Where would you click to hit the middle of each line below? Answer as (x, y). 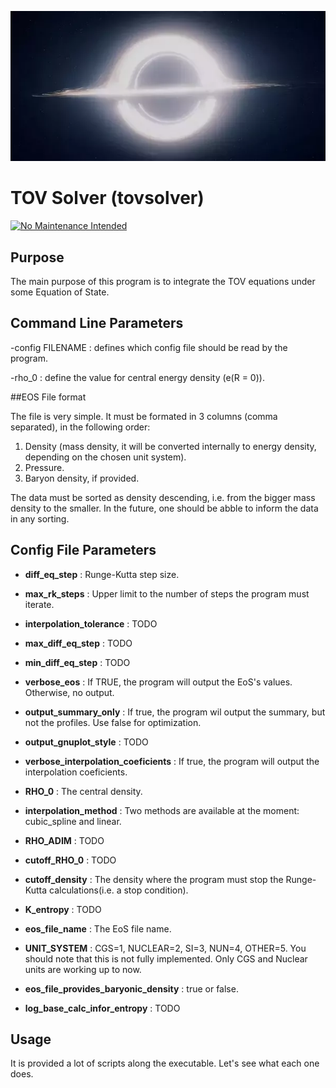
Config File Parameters (83, 550)
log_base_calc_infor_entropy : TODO (102, 1008)
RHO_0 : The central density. (83, 791)
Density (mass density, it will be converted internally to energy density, (170, 446)
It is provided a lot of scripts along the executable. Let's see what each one (165, 1063)
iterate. (39, 604)
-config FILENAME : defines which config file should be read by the (149, 347)
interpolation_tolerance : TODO (91, 623)
